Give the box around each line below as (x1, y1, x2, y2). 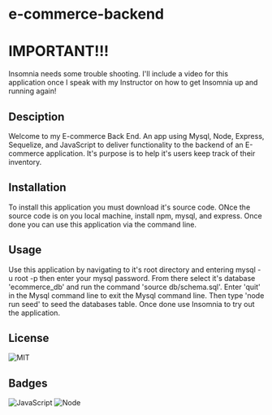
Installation (8, 180, 67, 195)
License (8, 331, 50, 345)
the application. (8, 308, 61, 318)
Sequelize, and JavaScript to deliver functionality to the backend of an (8, 140, 244, 149)
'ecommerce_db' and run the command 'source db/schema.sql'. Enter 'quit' (8, 282, 261, 292)
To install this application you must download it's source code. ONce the (8, 202, 251, 212)
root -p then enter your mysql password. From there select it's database (15, 273, 256, 283)
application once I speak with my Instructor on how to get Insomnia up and (8, 78, 258, 88)
